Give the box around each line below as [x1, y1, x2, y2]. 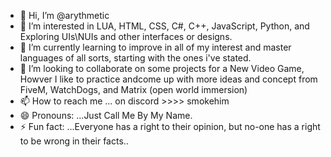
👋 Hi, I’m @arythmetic [19, 10, 110, 21]
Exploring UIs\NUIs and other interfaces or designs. [19, 31, 233, 42]
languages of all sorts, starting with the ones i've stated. [19, 52, 252, 64]
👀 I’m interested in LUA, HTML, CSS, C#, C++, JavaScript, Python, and [19, 20, 310, 32]
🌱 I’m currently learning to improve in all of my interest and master [19, 41, 292, 53]
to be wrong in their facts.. [19, 135, 129, 147]
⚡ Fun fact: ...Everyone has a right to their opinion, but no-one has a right [19, 121, 321, 132]
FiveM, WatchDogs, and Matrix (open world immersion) [19, 84, 248, 95]
